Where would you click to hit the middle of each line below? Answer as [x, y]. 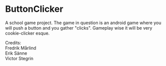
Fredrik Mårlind [21, 48]
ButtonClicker [34, 9]
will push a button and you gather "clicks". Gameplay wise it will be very [79, 28]
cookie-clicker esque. [27, 33]
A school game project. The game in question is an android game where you [83, 23]
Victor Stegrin [19, 58]
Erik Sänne [16, 53]
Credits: [13, 42]
